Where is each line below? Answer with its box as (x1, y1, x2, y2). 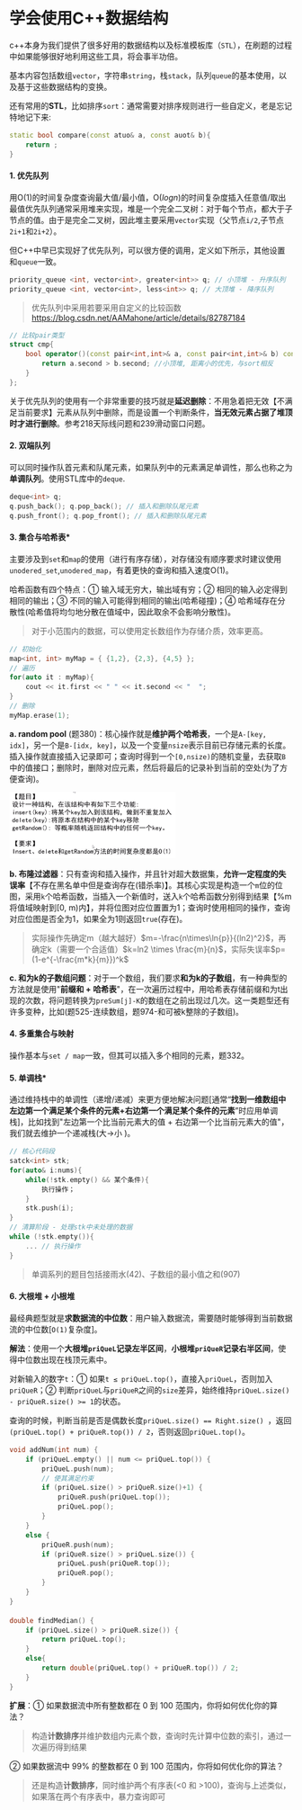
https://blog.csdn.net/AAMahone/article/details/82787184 (31, 312, 245, 323)
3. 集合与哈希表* (9, 532, 71, 542)
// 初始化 (9, 644, 42, 653)
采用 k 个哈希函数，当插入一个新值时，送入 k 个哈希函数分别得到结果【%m (24, 891, 292, 901)
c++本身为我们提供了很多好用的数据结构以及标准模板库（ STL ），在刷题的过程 (9, 40, 293, 50)
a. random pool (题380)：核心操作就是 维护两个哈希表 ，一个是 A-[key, (9, 728, 267, 739)
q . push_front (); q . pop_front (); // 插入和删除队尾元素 (9, 511, 207, 520)
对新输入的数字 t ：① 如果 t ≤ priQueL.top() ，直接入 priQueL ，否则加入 (9, 1373, 273, 1384)
